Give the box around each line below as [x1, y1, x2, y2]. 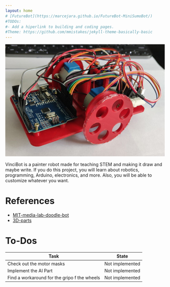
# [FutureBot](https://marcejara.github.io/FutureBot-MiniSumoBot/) [5, 13, 153, 19]
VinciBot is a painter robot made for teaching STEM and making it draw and [5, 161, 162, 167]
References [5, 195, 55, 207]
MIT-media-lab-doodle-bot [12, 212, 69, 218]
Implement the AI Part [7, 267, 53, 273]
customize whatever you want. [5, 178, 69, 183]
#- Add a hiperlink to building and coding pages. [5, 24, 114, 29]
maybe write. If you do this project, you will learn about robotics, [5, 167, 140, 173]
